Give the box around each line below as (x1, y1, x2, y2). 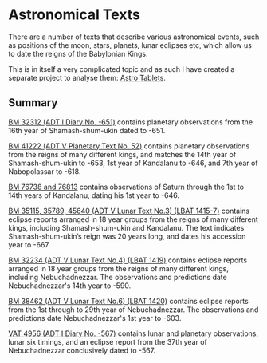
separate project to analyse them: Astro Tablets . (8, 73, 166, 82)
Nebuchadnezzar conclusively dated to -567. (8, 345, 156, 355)
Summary (8, 96, 58, 109)
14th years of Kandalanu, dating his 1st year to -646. (8, 190, 180, 200)
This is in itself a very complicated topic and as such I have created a (8, 64, 235, 73)
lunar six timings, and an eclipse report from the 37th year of (8, 337, 207, 346)
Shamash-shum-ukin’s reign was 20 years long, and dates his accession (8, 231, 246, 241)
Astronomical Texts (8, 6, 141, 24)
